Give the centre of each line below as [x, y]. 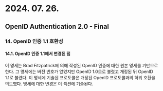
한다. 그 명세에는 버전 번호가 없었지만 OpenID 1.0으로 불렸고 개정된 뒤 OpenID [79, 72]
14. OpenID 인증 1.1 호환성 [34, 41]
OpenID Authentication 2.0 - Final [57, 27]
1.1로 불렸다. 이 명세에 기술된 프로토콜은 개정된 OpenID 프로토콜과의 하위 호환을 [80, 77]
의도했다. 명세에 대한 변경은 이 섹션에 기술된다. [49, 84]
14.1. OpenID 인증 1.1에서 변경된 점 [38, 54]
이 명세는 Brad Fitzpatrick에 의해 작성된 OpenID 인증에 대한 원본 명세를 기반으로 [81, 65]
